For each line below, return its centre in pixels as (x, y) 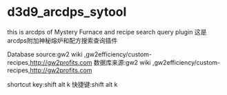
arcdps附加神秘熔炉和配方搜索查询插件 (62, 40)
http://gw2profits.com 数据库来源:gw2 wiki (90, 62)
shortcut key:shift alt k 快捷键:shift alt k (62, 84)
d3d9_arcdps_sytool (67, 12)
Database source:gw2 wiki (45, 54)
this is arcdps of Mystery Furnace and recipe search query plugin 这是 (107, 32)
